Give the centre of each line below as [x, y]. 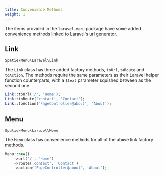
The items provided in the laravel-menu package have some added [73, 28]
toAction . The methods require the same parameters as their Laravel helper [82, 75]
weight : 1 [15, 14]
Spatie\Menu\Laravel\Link [32, 61]
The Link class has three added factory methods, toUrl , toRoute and [75, 70]
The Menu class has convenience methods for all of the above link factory [79, 139]
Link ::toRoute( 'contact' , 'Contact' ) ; [45, 99]
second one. [18, 86]
